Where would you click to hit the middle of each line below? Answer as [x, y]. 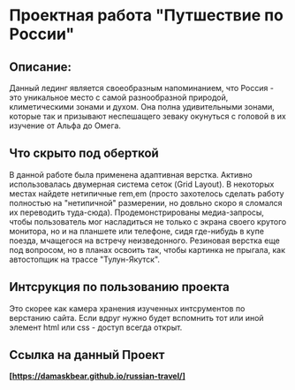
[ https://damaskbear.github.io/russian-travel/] [97, 376]
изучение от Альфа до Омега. [65, 126]
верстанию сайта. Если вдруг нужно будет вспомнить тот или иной [136, 317]
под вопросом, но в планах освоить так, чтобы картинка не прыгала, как [147, 249]
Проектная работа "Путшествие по [147, 15]
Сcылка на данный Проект [87, 355]
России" [42, 34]
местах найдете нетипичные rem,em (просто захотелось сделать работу [147, 193]
